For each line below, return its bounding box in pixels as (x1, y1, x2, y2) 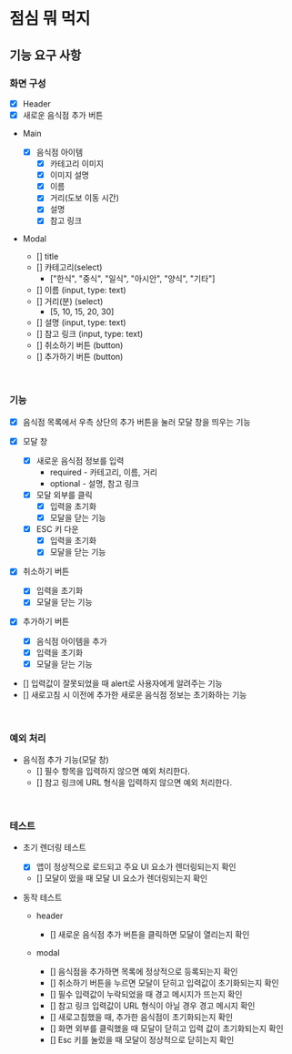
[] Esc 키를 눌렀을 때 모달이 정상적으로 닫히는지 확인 (49, 1035, 235, 1046)
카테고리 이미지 (49, 159, 105, 169)
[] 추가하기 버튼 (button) (35, 352, 124, 363)
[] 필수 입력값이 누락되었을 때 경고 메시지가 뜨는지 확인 (49, 989, 243, 1000)
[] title (35, 251, 59, 262)
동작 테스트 (22, 892, 63, 903)
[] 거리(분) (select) (35, 296, 104, 307)
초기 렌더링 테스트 (22, 842, 86, 853)
